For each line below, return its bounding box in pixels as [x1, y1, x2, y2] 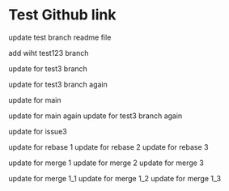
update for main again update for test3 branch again [8, 111, 183, 121]
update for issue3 [8, 126, 67, 136]
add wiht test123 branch [8, 48, 89, 57]
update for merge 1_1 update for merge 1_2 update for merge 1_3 [8, 173, 221, 183]
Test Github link [8, 6, 117, 24]
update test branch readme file [8, 32, 112, 42]
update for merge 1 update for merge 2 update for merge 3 [8, 158, 204, 168]
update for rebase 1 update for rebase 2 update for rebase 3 [8, 142, 209, 151]
